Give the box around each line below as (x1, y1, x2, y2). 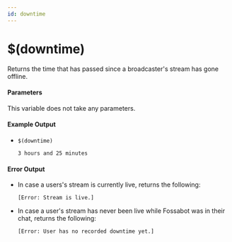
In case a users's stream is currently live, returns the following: (17, 180, 201, 189)
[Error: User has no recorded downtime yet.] (17, 228, 154, 235)
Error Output (7, 165, 45, 173)
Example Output (7, 120, 57, 128)
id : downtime (7, 10, 46, 18)
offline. (7, 72, 28, 80)
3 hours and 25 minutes (17, 150, 88, 157)
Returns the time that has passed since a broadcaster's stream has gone (7, 65, 219, 73)
